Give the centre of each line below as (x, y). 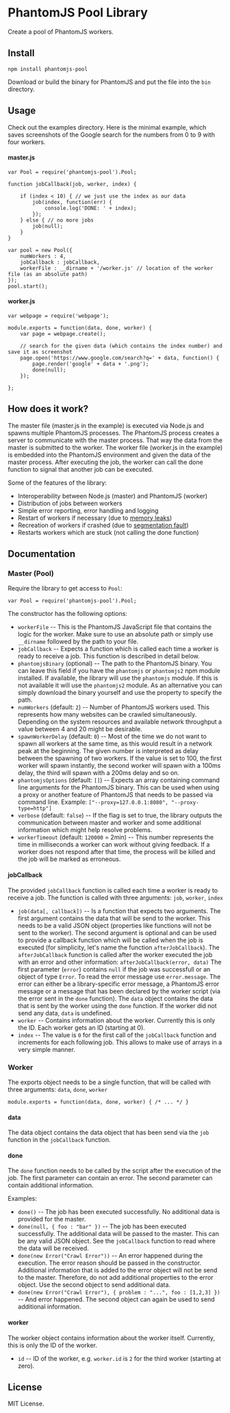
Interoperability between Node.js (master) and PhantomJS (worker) (113, 496)
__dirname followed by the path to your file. (78, 642)
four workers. (27, 141)
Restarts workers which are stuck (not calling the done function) (108, 532)
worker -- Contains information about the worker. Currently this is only (116, 1020)
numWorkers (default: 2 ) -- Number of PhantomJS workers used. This (113, 707)
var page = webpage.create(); (63, 334)
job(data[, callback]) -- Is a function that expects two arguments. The (119, 910)
